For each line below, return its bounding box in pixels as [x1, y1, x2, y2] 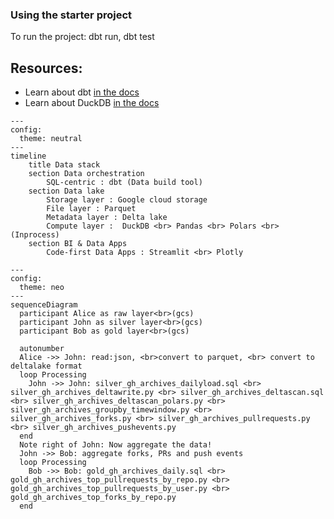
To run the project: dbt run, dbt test [10, 31, 155, 43]
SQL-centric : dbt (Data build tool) [46, 178, 203, 188]
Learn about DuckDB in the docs [24, 97, 160, 109]
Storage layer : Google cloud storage [46, 195, 208, 205]
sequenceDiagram [10, 300, 78, 310]
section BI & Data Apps [28, 239, 128, 249]
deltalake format [10, 361, 83, 372]
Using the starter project [10, 8, 133, 22]
